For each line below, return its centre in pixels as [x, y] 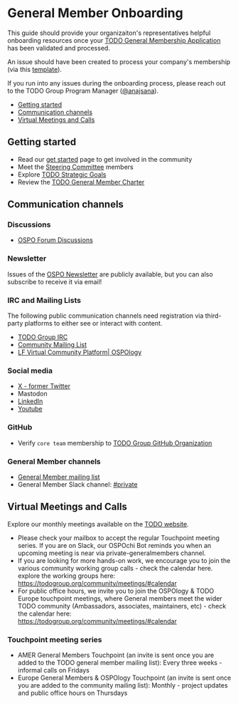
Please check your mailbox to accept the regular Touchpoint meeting [119, 538]
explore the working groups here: [66, 576]
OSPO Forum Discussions [55, 240]
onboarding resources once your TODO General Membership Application [114, 40]
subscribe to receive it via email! [55, 281]
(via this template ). [35, 69]
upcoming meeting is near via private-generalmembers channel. [112, 553]
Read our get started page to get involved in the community [105, 159]
